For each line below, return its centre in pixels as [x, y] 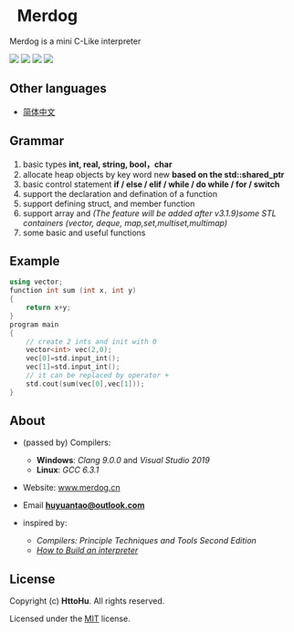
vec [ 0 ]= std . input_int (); [73, 358]
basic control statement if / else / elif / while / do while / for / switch [151, 184]
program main [34, 325]
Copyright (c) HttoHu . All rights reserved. [87, 601]
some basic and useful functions [84, 233]
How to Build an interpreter [87, 550]
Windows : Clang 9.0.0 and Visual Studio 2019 [123, 461]
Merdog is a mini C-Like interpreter [75, 41]
